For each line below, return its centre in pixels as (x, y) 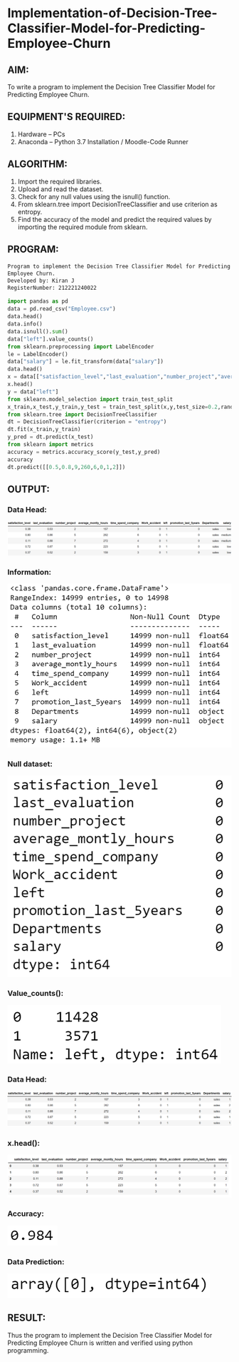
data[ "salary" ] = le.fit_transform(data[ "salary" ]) (85, 362)
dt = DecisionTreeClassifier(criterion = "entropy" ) (87, 422)
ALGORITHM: (37, 165)
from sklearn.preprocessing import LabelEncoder (81, 347)
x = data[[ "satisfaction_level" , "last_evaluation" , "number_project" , (113, 377)
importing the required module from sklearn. (83, 227)
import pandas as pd (38, 301)
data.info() (25, 324)
